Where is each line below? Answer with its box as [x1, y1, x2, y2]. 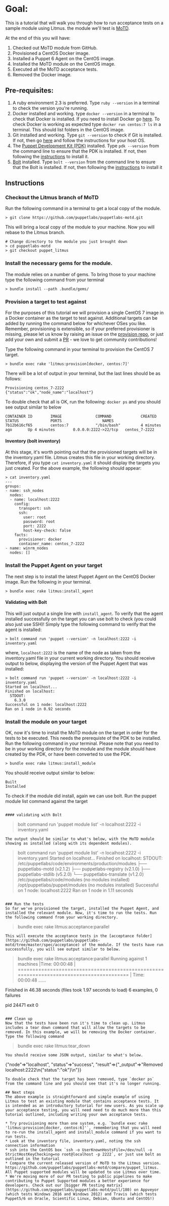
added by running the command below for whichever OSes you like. [5, 321, 146, 327]
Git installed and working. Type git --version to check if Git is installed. [12, 132, 163, 138]
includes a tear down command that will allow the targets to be [5, 1025, 145, 1031]
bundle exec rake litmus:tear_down [17, 1043, 90, 1049]
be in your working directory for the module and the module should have [5, 746, 156, 752]
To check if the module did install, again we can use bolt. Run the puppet [5, 793, 157, 799]
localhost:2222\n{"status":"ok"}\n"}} [5, 1067, 82, 1073]
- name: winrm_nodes [5, 546, 49, 551]
